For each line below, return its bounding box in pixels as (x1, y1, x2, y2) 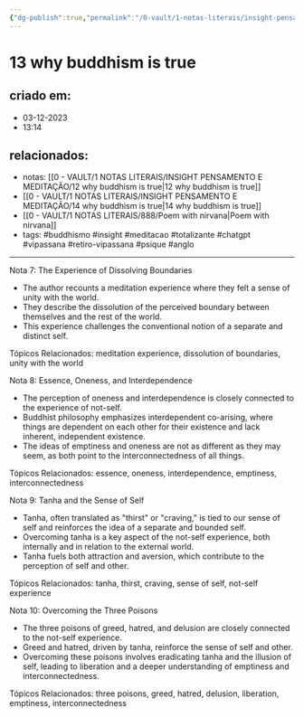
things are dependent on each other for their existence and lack (22, 421, 261, 432)
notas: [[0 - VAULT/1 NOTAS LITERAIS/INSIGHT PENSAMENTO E (22, 172, 263, 183)
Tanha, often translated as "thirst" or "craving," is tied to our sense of (22, 513, 280, 524)
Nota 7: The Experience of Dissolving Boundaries (9, 265, 193, 276)
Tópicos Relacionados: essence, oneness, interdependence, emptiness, (9, 467, 278, 479)
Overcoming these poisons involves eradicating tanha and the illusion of (22, 652, 292, 663)
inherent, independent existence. (22, 431, 147, 442)
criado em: (9, 88, 71, 104)
